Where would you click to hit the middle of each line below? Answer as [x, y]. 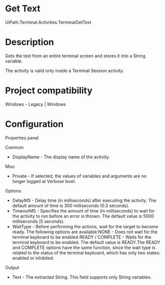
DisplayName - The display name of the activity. [61, 157]
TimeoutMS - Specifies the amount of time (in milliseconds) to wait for [83, 211]
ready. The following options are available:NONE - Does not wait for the [85, 232]
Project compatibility [49, 90]
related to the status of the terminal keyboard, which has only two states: [86, 252]
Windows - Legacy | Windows [35, 104]
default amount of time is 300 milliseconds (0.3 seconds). [71, 206]
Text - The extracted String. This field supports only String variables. [82, 277]
